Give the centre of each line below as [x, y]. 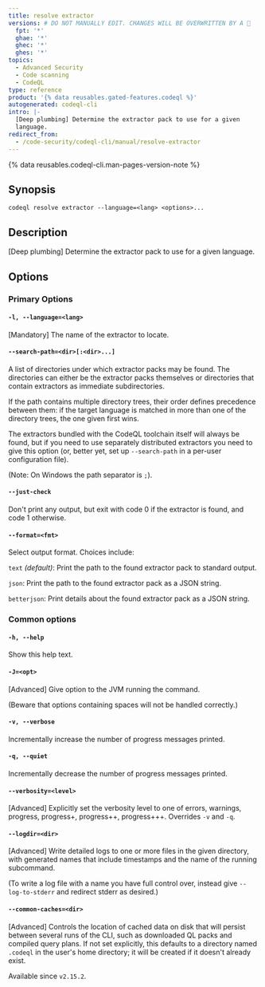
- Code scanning [42, 75]
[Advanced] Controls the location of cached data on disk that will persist [127, 926]
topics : [21, 61]
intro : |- [25, 113]
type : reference [35, 90]
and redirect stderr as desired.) [108, 892]
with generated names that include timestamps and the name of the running [132, 859]
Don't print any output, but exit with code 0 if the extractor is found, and [126, 509]
